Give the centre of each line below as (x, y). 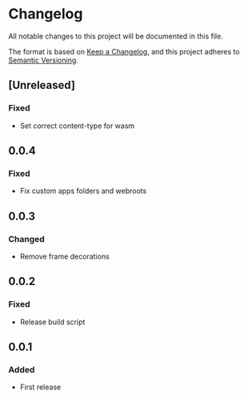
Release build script (52, 322)
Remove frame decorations (64, 256)
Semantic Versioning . (43, 60)
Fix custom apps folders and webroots (83, 191)
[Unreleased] (42, 85)
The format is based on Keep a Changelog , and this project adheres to (124, 51)
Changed (27, 239)
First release (40, 387)
